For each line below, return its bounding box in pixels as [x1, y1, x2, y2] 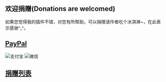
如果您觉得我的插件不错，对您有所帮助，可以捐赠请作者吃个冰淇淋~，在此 [5, 19, 157, 25]
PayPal [5, 40, 27, 48]
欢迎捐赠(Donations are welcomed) [5, 4, 116, 13]
